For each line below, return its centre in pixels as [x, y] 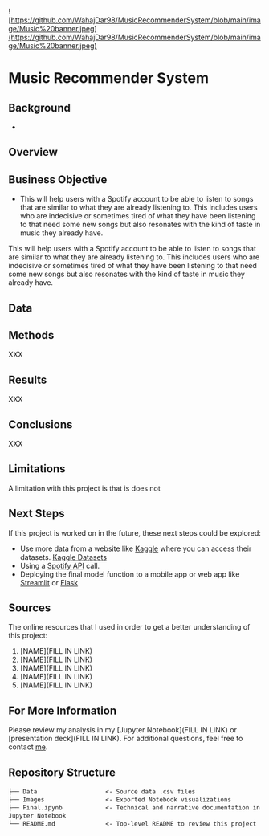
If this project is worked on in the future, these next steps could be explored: [134, 532]
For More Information [63, 710]
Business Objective [58, 179]
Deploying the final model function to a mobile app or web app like [130, 574]
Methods [31, 335]
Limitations [37, 469]
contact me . [28, 747]
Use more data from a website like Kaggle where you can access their [136, 548]
